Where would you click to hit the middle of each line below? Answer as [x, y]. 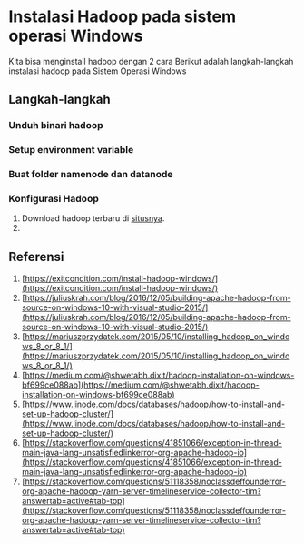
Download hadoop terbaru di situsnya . [93, 218]
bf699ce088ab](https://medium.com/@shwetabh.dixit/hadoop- [140, 385]
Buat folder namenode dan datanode [91, 175]
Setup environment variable [71, 150]
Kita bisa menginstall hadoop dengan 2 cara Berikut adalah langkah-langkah [151, 61]
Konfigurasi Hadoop [54, 199]
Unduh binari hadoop [56, 126]
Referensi [36, 257]
